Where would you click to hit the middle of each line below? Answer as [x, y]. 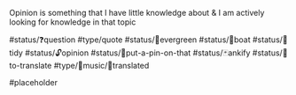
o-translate [31, 66]
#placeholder [33, 82]
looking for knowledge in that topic [73, 22]
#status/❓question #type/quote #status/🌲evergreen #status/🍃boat [130, 40]
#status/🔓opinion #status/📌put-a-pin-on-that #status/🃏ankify [138, 53]
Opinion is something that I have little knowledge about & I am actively [137, 13]
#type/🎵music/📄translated [101, 66]
